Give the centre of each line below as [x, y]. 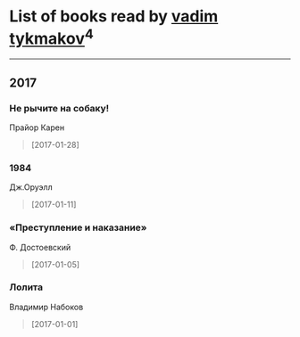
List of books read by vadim [114, 16]
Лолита [26, 287]
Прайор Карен [37, 127]
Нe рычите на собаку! [59, 108]
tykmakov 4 [51, 37]
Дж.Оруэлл [31, 187]
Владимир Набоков [46, 307]
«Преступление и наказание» [78, 227]
